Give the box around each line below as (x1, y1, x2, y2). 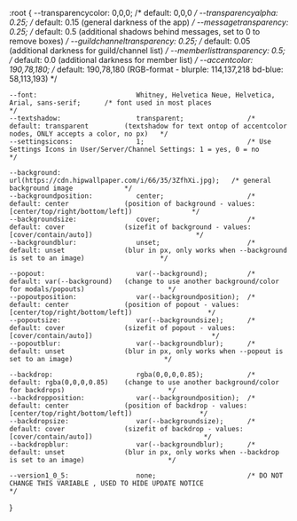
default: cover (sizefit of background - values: (9, 223, 252, 232)
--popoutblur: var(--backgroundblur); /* (9, 339, 255, 348)
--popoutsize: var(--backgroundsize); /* (9, 316, 255, 325)
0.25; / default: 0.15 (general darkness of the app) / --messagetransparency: (9, 17, 289, 28)
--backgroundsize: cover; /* (9, 215, 255, 224)
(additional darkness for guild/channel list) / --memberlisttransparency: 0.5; (9, 45, 285, 56)
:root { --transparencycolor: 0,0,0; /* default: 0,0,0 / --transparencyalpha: (9, 8, 278, 18)
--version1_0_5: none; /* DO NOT (9, 471, 284, 480)
